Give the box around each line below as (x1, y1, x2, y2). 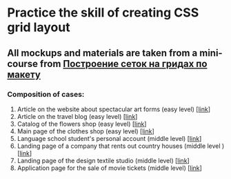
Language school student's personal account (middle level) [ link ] (17, 134, 202, 142)
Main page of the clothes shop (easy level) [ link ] (17, 126, 155, 135)
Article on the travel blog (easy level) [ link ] (17, 112, 138, 120)
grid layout (7, 19, 70, 35)
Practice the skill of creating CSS (7, 5, 199, 21)
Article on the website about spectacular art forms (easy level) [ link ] (17, 105, 211, 113)
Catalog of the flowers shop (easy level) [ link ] (17, 120, 147, 128)
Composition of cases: (7, 89, 85, 99)
